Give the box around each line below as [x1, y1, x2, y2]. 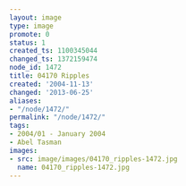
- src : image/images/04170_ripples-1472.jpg [9, 154, 178, 164]
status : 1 [9, 38, 46, 47]
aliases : [9, 96, 42, 106]
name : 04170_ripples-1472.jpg [17, 163, 130, 172]
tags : [9, 122, 30, 131]
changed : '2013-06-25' [9, 88, 94, 97]
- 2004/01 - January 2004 [9, 130, 106, 139]
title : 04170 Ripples [9, 72, 90, 80]
